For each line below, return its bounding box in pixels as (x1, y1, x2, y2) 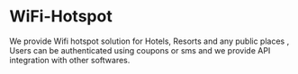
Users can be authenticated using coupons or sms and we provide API (9, 45, 271, 55)
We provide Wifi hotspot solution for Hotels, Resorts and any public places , (9, 36, 290, 46)
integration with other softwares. (9, 54, 131, 65)
